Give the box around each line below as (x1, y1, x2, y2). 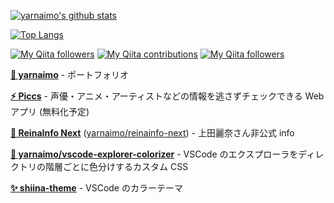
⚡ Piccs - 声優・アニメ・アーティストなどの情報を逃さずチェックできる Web (10, 90, 325, 102)
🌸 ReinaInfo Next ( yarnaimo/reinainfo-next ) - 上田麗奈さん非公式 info (10, 127, 295, 139)
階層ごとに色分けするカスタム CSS (44, 161, 189, 172)
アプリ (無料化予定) (10, 106, 90, 117)
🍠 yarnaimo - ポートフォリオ (10, 69, 130, 80)
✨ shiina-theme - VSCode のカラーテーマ (10, 182, 183, 194)
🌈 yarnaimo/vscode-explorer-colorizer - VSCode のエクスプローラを (10, 148, 299, 160)
